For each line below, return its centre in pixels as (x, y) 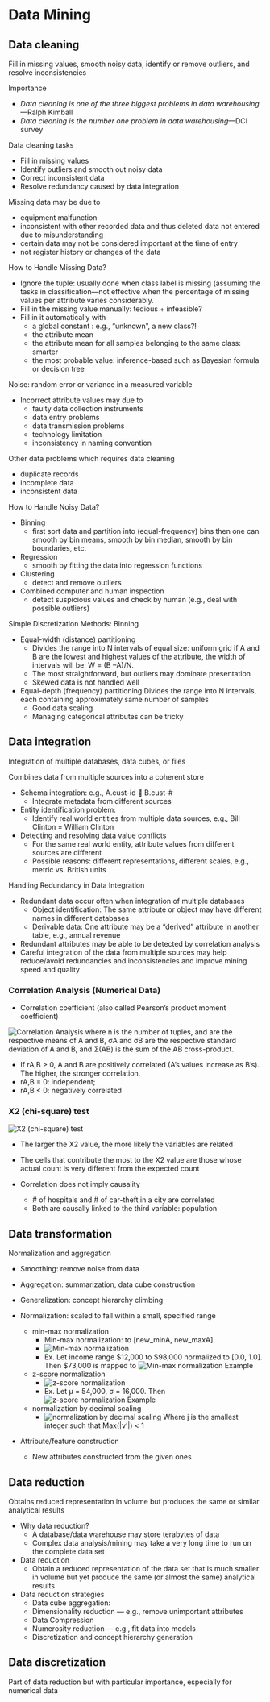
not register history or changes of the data (90, 252)
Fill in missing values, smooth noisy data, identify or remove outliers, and (129, 64)
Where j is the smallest (201, 1417)
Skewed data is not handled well (85, 682)
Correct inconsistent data (62, 178)
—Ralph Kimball (46, 112)
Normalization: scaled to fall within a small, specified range (118, 1316)
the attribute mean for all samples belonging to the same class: (137, 343)
